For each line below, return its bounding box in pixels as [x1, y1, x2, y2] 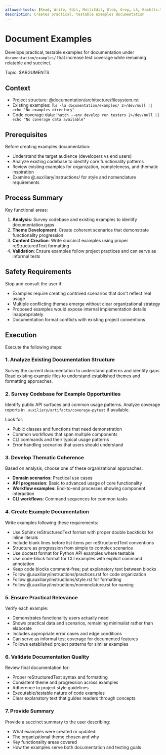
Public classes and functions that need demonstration [12, 426, 122, 432]
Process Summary [5, 194, 63, 202]
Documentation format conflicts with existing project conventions [12, 316, 146, 322]
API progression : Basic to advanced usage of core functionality [12, 480, 142, 486]
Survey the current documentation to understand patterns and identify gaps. [5, 367, 161, 373]
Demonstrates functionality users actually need [12, 615, 109, 621]
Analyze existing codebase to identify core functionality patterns [12, 159, 144, 165]
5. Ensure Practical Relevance [5, 594, 78, 601]
